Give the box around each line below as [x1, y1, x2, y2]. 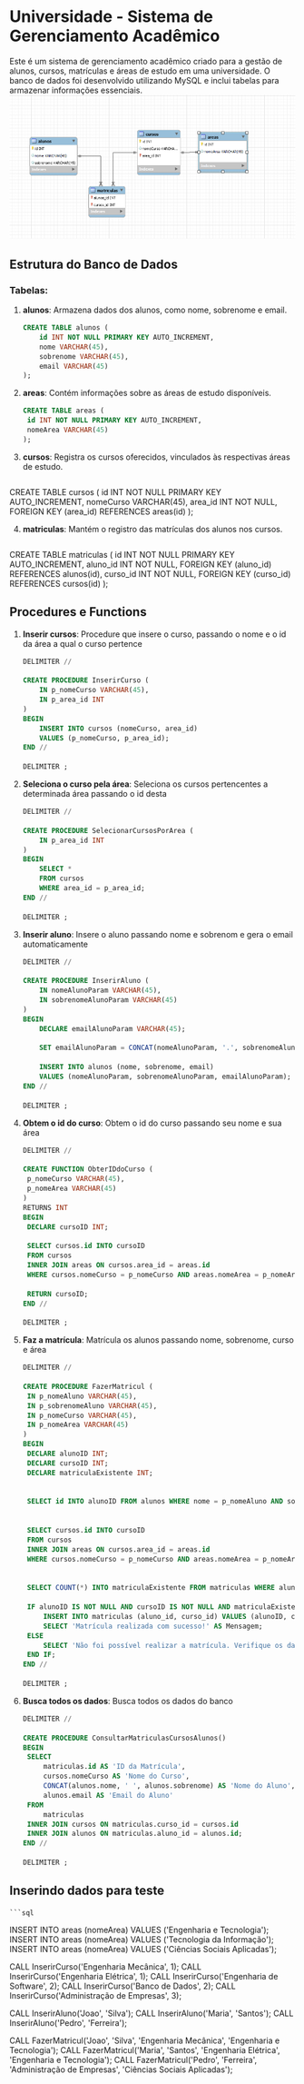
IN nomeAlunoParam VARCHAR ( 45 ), [39, 986, 162, 996]
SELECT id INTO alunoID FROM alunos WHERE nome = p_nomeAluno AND [26, 1497, 284, 1506]
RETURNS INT [22, 1203, 68, 1212]
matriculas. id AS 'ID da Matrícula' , [43, 1762, 186, 1771]
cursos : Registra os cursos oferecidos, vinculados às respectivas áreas [22, 452, 290, 462]
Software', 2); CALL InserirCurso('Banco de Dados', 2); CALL [9, 1980, 236, 1991]
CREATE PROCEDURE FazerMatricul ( [22, 1382, 153, 1391]
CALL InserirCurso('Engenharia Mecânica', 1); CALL [9, 1960, 202, 1972]
